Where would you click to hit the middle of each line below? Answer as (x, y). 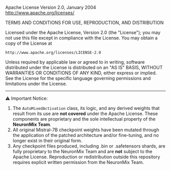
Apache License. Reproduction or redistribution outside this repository (86, 157)
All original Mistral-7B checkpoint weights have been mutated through (86, 130)
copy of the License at (29, 43)
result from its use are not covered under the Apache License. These (85, 114)
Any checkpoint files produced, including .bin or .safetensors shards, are (89, 146)
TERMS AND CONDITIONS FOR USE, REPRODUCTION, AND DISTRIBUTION (84, 23)
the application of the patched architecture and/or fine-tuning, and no (86, 135)
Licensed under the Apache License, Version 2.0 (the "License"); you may (83, 32)
